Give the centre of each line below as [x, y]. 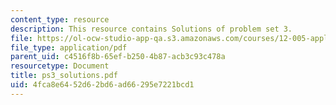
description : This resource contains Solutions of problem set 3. [151, 29]
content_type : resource [60, 19]
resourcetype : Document [60, 66]
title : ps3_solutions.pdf [64, 76]
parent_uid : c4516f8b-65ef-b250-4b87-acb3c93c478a [118, 57]
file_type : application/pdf [69, 47]
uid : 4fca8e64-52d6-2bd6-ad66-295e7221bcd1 [102, 85]
